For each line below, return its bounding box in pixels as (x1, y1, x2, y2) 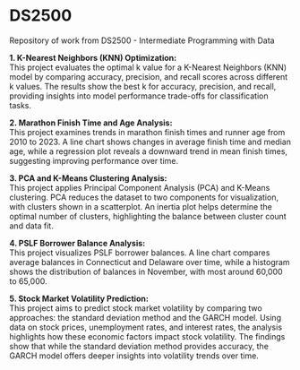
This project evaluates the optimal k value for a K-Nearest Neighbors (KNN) (9, 62, 287, 73)
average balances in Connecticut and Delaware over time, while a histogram (9, 256, 290, 267)
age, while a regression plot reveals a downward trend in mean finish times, (9, 145, 288, 157)
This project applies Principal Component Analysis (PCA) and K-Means (9, 182, 270, 193)
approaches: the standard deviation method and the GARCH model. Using (9, 312, 282, 323)
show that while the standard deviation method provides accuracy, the (9, 340, 269, 351)
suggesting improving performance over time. (9, 155, 179, 166)
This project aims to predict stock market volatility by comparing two (9, 302, 262, 314)
